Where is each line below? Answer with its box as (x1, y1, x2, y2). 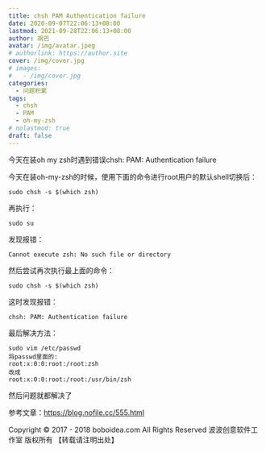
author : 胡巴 (8, 34, 50, 43)
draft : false (8, 131, 52, 139)
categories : (8, 79, 48, 87)
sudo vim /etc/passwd (8, 344, 81, 352)
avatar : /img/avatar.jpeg (8, 42, 95, 50)
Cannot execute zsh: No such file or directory (8, 251, 172, 259)
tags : (8, 94, 27, 102)
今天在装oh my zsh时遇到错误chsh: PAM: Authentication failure (8, 155, 217, 164)
